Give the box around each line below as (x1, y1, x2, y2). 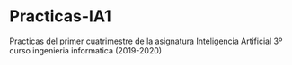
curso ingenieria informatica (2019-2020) (9, 45, 163, 55)
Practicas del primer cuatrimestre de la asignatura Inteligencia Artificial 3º (9, 36, 283, 46)
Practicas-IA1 (9, 6, 111, 27)
